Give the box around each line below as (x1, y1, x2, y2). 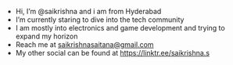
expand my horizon (15, 31, 78, 41)
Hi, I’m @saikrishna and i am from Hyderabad (15, 7, 162, 16)
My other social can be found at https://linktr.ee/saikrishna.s (15, 49, 210, 57)
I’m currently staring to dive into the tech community (15, 15, 185, 24)
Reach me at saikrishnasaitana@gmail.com (15, 40, 154, 49)
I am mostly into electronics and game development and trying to (15, 23, 225, 32)
